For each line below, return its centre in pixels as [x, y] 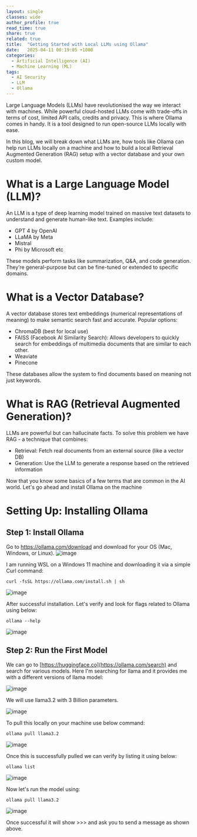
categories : [21, 55]
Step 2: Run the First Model [57, 650]
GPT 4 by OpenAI [36, 230]
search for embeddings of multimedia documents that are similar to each [103, 344]
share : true [21, 34]
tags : [13, 72]
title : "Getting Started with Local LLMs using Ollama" [77, 45]
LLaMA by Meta [34, 237]
